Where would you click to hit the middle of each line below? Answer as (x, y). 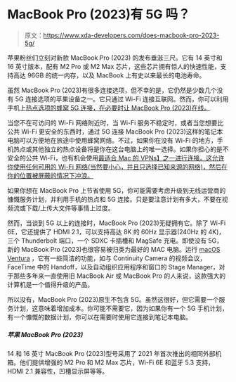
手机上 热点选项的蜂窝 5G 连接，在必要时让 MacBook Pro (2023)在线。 (109, 108)
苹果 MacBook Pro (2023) (45, 334)
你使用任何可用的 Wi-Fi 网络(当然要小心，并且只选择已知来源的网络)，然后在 (118, 167)
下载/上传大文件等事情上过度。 (70, 208)
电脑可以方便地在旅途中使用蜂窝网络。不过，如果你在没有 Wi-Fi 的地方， (112, 140)
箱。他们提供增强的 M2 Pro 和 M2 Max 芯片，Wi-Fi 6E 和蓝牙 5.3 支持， (111, 362)
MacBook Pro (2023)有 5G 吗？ (99, 14)
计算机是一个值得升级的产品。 (50, 284)
